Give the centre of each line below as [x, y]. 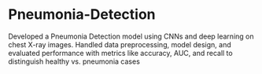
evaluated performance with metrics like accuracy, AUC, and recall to [121, 53]
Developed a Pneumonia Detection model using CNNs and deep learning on [131, 36]
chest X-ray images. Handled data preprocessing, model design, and [120, 44]
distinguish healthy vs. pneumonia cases [74, 61]
